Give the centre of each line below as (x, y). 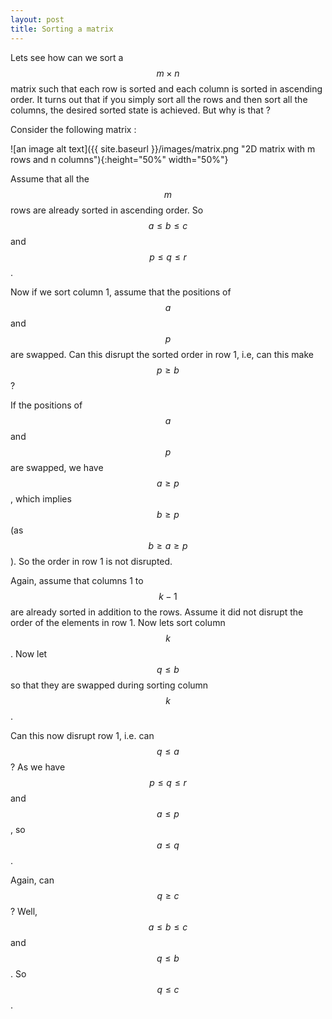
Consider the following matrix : (73, 129)
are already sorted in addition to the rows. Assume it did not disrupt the (157, 612)
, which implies (41, 498)
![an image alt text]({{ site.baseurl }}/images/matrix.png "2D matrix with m (163, 148)
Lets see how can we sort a (67, 57)
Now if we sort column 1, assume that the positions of (121, 292)
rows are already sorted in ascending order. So (107, 210)
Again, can (32, 880)
